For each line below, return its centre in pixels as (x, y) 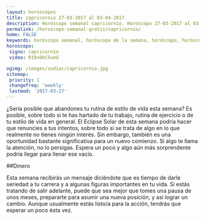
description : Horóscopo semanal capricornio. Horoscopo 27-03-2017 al (98, 23)
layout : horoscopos (31, 12)
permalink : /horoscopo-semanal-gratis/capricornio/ (74, 29)
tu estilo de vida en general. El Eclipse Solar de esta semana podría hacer (99, 122)
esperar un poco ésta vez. (39, 210)
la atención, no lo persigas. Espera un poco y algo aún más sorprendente (99, 148)
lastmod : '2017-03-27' (38, 91)
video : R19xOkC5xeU (34, 57)
